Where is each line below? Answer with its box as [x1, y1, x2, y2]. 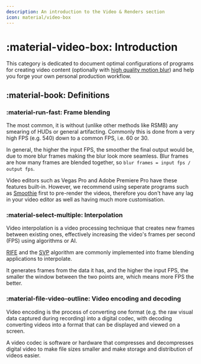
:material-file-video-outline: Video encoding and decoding [6, 294, 181, 303]
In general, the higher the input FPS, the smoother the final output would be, [6, 146, 194, 154]
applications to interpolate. [6, 255, 73, 263]
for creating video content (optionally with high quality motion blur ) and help [6, 67, 194, 74]
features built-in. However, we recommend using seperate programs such [6, 183, 189, 191]
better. [6, 279, 23, 287]
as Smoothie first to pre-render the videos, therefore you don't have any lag [6, 189, 194, 197]
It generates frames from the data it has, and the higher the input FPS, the [6, 267, 189, 274]
